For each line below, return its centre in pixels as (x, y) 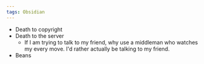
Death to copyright (39, 29)
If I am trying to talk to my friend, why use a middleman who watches (111, 42)
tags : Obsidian (26, 12)
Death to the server (39, 36)
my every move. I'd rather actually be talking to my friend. (97, 49)
